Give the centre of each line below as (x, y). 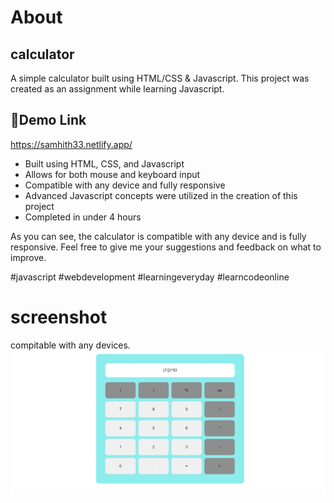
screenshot (59, 317)
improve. (28, 257)
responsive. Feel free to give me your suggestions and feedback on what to (166, 247)
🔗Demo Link (48, 120)
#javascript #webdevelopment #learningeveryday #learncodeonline (150, 277)
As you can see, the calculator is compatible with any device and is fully (158, 236)
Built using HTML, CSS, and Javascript (104, 163)
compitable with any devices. (70, 345)
